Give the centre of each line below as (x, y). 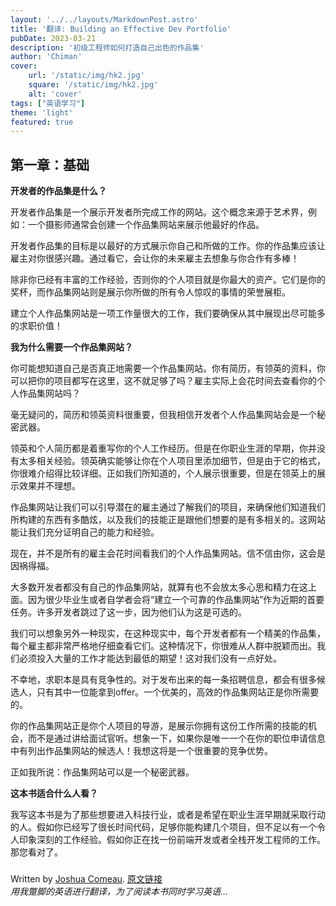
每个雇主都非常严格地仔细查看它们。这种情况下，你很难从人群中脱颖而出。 (163, 646)
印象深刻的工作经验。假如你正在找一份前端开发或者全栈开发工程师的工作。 (172, 840)
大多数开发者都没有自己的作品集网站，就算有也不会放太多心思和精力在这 (159, 587)
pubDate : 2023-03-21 (53, 38)
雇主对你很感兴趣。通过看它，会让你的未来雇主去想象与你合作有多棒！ (155, 258)
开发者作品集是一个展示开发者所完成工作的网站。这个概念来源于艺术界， (159, 212)
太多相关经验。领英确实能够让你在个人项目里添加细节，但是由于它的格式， (172, 461)
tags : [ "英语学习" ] (48, 103)
